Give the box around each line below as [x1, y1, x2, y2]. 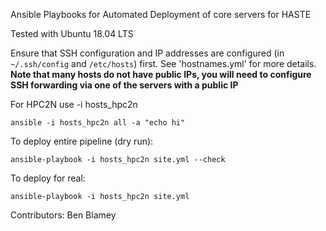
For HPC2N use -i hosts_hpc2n [10, 99, 138, 110]
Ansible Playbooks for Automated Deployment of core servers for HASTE [10, 9, 312, 20]
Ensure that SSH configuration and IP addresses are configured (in [10, 47, 285, 59]
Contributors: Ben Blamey [10, 209, 117, 221]
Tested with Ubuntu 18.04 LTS [10, 28, 134, 39]
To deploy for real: [10, 172, 86, 184]
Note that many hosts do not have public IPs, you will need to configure [10, 69, 312, 80]
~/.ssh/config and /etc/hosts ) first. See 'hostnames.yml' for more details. [10, 58, 317, 69]
